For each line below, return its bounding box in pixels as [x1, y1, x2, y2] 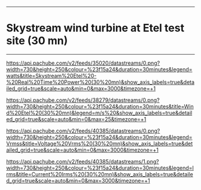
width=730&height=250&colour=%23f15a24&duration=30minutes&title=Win [6, 102, 194, 110]
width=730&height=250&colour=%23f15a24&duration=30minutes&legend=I [6, 164, 194, 171]
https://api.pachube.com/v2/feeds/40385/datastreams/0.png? [6, 127, 160, 134]
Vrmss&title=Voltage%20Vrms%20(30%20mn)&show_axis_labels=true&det [6, 140, 193, 147]
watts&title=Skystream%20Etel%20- [6, 72, 97, 79]
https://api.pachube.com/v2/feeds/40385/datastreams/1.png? [6, 158, 160, 165]
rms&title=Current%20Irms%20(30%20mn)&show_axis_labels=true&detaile [6, 170, 193, 177]
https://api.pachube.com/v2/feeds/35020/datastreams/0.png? [6, 59, 160, 67]
